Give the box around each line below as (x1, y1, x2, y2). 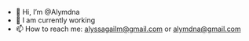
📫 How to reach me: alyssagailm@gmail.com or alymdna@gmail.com (15, 24, 241, 33)
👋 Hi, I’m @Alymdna (15, 8, 80, 16)
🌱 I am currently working (15, 15, 96, 25)
